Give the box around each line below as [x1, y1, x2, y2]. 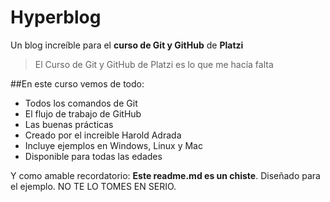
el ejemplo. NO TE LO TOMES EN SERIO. [10, 180, 177, 192]
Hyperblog [10, 6, 102, 29]
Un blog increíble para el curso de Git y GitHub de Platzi [10, 39, 244, 51]
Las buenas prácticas [24, 118, 114, 130]
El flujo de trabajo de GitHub [24, 107, 142, 120]
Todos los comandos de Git [24, 97, 138, 109]
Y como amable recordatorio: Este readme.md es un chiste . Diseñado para [10, 169, 321, 181]
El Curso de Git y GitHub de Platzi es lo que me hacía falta [34, 58, 274, 70]
